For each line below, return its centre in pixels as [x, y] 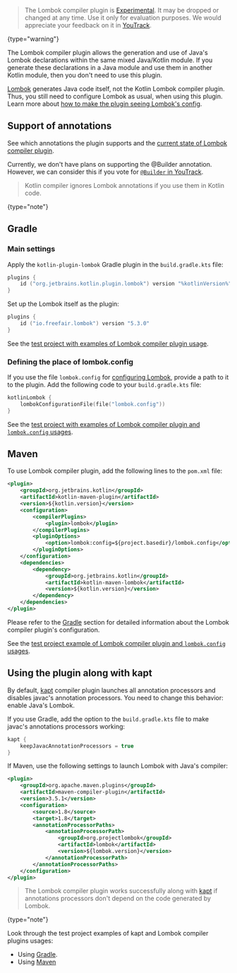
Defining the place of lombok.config [71, 362]
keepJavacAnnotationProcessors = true [77, 746]
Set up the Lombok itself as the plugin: [63, 304]
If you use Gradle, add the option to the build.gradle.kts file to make [108, 719]
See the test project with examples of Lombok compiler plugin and [104, 424]
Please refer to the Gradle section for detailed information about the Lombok [118, 622]
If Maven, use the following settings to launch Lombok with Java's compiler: [117, 766]
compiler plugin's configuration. [54, 630]
